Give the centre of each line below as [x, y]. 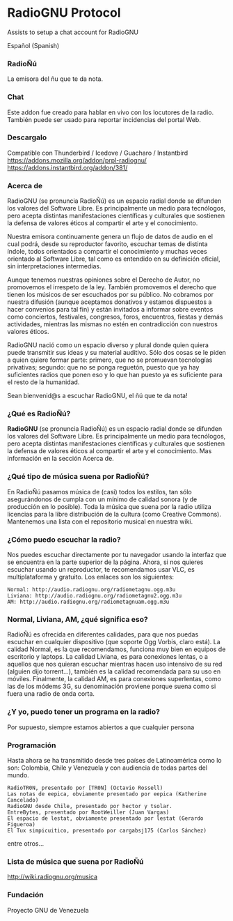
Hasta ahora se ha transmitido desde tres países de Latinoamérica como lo [114, 760]
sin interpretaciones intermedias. [55, 266]
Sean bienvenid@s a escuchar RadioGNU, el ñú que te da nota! [97, 396]
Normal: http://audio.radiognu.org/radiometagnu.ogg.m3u [91, 590]
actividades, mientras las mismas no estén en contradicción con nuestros [112, 324]
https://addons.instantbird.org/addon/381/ [67, 167]
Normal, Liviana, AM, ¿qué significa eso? [78, 619]
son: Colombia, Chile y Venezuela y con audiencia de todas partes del [107, 768]
